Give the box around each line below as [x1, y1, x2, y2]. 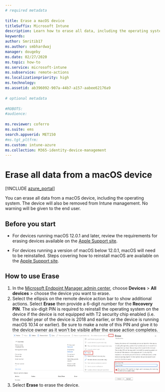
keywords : [5, 34, 26, 39]
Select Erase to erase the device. [12, 382, 80, 388]
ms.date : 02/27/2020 [5, 54, 48, 59]
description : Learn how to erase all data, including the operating [5, 28, 148, 34]
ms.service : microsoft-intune [5, 65, 67, 70]
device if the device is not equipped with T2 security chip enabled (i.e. [12, 311, 155, 317]
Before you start [5, 220, 56, 228]
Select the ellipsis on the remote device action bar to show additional [12, 295, 152, 301]
